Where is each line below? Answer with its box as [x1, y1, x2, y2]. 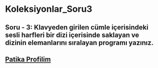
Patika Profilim [5, 55, 51, 64]
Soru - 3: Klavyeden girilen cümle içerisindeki [5, 23, 149, 32]
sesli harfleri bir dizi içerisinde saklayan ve [5, 31, 139, 39]
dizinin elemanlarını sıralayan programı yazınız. [5, 38, 154, 47]
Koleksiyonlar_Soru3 [5, 3, 92, 15]
